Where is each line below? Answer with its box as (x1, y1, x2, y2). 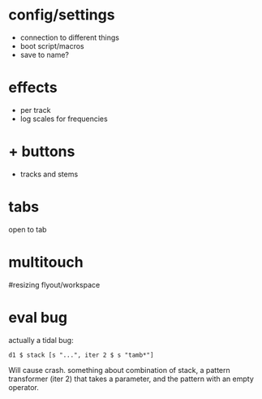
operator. (8, 382, 39, 392)
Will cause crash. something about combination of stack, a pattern (8, 365, 231, 375)
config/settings (8, 6, 115, 24)
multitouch (8, 253, 84, 271)
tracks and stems (19, 169, 79, 179)
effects (8, 79, 58, 97)
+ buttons (8, 142, 75, 161)
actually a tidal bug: (8, 335, 75, 345)
